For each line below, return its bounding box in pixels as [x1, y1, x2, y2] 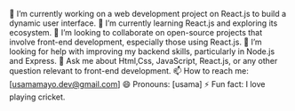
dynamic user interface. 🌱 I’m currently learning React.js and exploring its [9, 18, 278, 28]
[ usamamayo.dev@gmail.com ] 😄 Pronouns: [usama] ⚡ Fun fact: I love [9, 79, 266, 89]
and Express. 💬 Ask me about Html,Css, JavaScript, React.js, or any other [9, 56, 278, 66]
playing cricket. [9, 91, 66, 102]
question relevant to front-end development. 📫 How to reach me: [9, 66, 249, 75]
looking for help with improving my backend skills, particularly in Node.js [9, 46, 275, 57]
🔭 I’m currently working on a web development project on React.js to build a [9, 9, 287, 19]
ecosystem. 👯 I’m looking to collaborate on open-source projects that [9, 28, 263, 37]
